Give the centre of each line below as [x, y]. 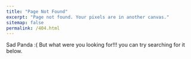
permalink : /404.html [33, 28]
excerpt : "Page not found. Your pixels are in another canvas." [88, 17]
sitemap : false [25, 22]
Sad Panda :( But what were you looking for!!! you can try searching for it [95, 45]
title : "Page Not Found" [37, 12]
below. [14, 51]
